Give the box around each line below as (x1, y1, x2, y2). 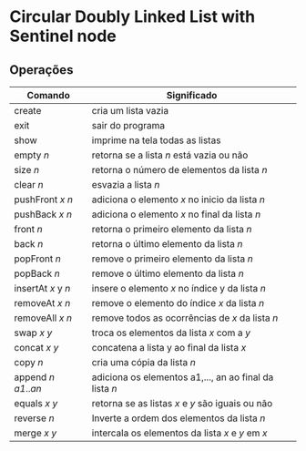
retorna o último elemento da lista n (91, 238, 243, 250)
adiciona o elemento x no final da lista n (91, 208, 261, 220)
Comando (26, 89, 70, 101)
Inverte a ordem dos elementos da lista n (91, 412, 266, 425)
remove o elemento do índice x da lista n (91, 297, 265, 309)
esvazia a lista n (91, 179, 160, 190)
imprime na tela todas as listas (91, 134, 221, 147)
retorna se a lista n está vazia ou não (91, 149, 249, 161)
